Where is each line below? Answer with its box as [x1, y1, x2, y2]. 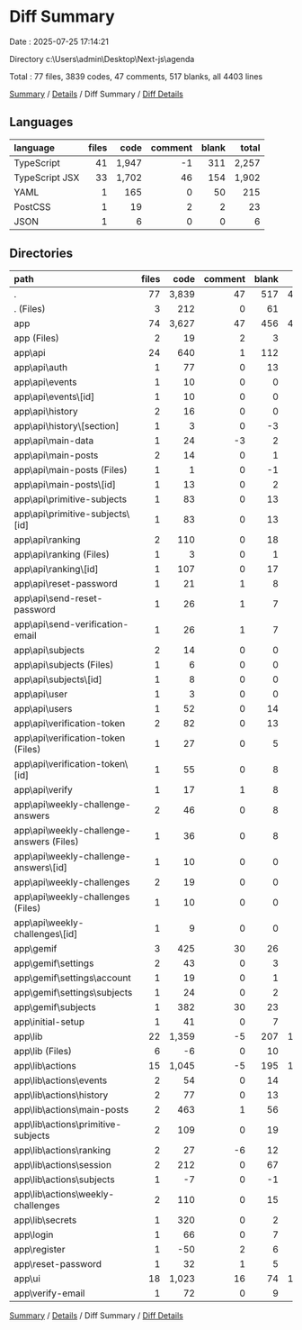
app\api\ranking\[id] [13, 562, 99, 575]
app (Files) [13, 332, 60, 344]
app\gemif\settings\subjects [13, 986, 133, 998]
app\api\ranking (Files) [13, 548, 111, 560]
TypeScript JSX [13, 171, 80, 184]
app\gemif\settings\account [13, 971, 132, 984]
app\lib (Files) [13, 1044, 72, 1057]
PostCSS [13, 200, 51, 213]
